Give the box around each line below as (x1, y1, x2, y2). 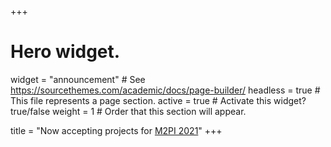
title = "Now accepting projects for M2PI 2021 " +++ (10, 124, 223, 136)
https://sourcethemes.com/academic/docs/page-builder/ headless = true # (10, 84, 321, 96)
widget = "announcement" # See (10, 73, 146, 85)
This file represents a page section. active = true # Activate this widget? (10, 94, 307, 106)
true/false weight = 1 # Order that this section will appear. (10, 105, 247, 117)
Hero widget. (10, 41, 121, 63)
